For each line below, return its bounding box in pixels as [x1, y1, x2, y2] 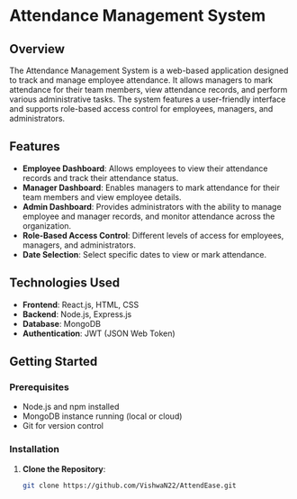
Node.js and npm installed [22, 402, 120, 413]
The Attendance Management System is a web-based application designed [9, 65, 289, 76]
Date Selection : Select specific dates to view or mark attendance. [22, 249, 267, 259]
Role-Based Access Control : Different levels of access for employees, [22, 230, 284, 240]
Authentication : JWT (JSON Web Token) [22, 328, 175, 339]
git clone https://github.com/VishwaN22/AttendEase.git [22, 481, 237, 490]
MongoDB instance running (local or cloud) [22, 411, 183, 422]
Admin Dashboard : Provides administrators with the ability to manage [22, 201, 282, 212]
